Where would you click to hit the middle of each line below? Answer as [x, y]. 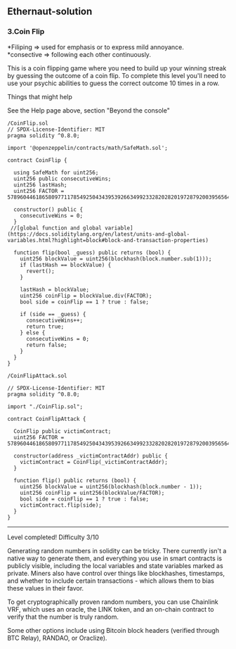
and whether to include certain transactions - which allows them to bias [111, 581]
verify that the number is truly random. [63, 617]
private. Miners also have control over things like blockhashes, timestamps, [116, 573]
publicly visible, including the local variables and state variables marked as [115, 565]
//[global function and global [56, 228]
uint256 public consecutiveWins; [63, 179]
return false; [47, 345]
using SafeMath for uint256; [56, 172]
